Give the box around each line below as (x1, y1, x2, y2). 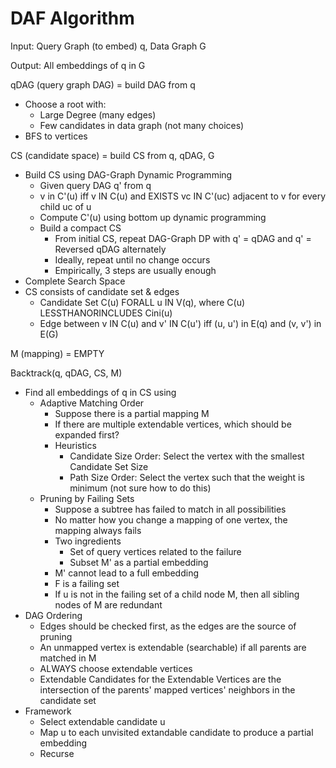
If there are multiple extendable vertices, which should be (54, 418, 292, 430)
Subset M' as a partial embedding (69, 556, 209, 568)
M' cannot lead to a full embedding (54, 567, 199, 579)
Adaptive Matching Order (39, 397, 145, 409)
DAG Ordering (24, 609, 83, 621)
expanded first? (54, 428, 120, 441)
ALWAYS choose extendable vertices (39, 662, 193, 674)
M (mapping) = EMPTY (10, 347, 105, 359)
